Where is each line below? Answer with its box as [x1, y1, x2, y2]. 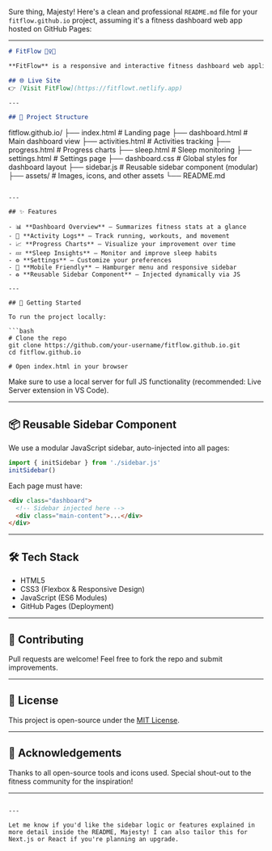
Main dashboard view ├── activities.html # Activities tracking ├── [8, 137, 231, 147]
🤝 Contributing [8, 632, 84, 646]
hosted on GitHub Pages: [8, 24, 92, 33]
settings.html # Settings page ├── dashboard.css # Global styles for [8, 154, 238, 164]
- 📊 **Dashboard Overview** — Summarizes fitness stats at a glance [8, 223, 247, 232]
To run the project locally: [8, 313, 107, 321]
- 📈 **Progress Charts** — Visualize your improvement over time [8, 240, 236, 249]
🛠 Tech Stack [8, 550, 79, 564]
